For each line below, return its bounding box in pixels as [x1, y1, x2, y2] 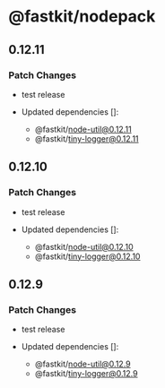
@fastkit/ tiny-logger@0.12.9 [34, 368, 138, 379]
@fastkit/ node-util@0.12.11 [34, 124, 132, 134]
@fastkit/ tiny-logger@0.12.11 [34, 133, 140, 144]
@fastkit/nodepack [8, 6, 156, 27]
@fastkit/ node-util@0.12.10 [34, 241, 134, 252]
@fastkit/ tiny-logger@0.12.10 [34, 251, 141, 262]
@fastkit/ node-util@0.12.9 [34, 358, 131, 369]
